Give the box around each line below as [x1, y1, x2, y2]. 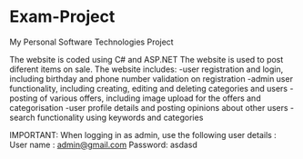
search [9, 112, 35, 123]
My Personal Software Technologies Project [9, 36, 175, 47]
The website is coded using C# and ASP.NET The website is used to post [9, 54, 284, 65]
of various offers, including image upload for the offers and [39, 93, 261, 104]
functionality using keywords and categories [36, 112, 204, 123]
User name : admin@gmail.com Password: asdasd [9, 139, 198, 150]
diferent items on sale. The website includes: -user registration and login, [9, 64, 284, 75]
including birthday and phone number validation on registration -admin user [9, 73, 294, 84]
